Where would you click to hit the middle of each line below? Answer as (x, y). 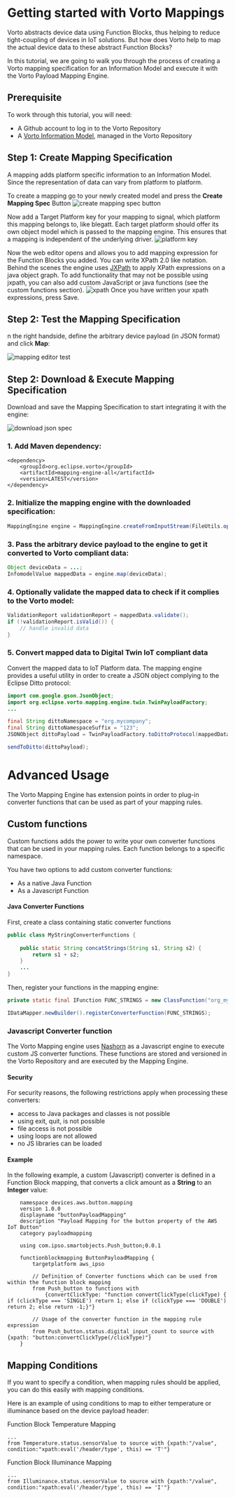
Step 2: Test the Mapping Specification (94, 319)
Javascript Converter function (60, 1030)
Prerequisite (35, 98)
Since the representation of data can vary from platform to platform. (105, 182)
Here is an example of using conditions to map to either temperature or (109, 1403)
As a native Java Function (55, 883)
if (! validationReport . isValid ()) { (60, 622)
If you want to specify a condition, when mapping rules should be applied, (114, 1382)
